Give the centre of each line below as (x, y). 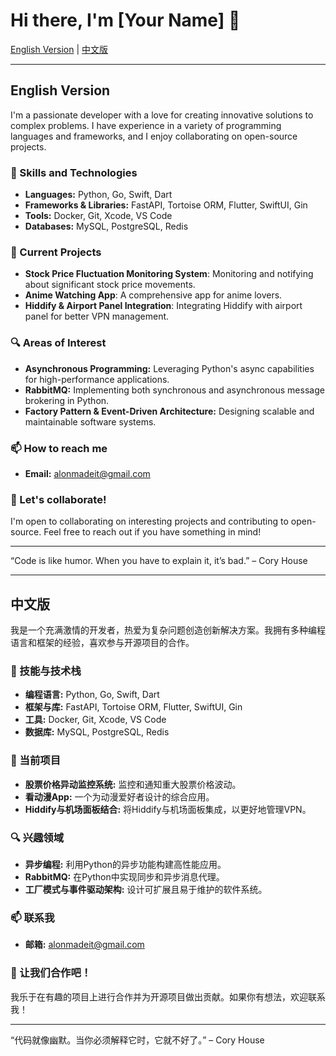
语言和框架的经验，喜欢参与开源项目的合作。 (102, 643)
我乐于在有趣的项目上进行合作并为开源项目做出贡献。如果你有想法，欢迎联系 (168, 996)
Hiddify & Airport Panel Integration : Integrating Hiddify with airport (163, 306)
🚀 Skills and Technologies (74, 172)
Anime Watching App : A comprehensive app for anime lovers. (153, 295)
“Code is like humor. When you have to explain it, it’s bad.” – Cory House (159, 561)
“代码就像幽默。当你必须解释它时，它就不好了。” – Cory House (137, 1040)
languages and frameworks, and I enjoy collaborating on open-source (154, 136)
